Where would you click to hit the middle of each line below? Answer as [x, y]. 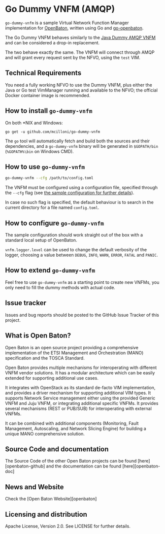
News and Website [34, 487]
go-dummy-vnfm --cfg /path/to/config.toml [49, 178]
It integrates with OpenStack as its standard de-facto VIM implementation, [80, 387]
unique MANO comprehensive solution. [45, 434]
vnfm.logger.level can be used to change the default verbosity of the [76, 250]
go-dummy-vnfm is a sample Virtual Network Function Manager [67, 23]
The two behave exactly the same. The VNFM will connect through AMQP [80, 52]
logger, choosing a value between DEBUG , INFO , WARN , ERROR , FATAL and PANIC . [82, 255]
